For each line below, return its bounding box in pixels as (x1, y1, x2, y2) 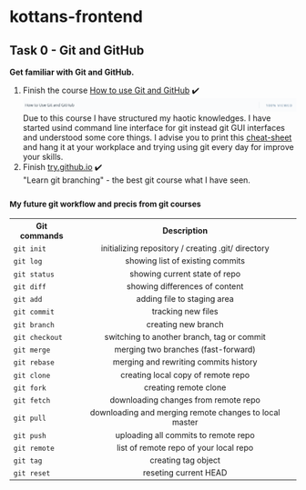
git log (13, 257, 43, 266)
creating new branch (146, 318, 225, 329)
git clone (13, 371, 51, 380)
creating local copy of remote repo (119, 369, 250, 380)
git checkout (13, 333, 63, 342)
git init (13, 245, 47, 254)
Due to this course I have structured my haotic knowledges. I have (22, 113, 271, 124)
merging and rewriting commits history (112, 356, 258, 367)
